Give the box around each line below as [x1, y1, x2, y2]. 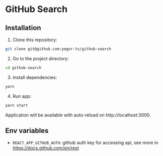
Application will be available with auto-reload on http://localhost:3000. [5, 112, 151, 118]
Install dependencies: [12, 74, 57, 80]
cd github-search [5, 65, 42, 70]
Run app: [12, 93, 32, 99]
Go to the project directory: [12, 55, 69, 61]
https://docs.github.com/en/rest [12, 145, 79, 151]
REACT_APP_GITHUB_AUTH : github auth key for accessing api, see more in [12, 139, 158, 146]
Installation [5, 24, 41, 32]
